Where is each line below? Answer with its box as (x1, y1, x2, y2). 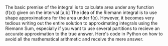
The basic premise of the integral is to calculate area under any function (5, 4, 154, 10)
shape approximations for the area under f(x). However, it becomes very (5, 15, 154, 20)
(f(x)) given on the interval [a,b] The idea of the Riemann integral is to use (5, 9, 157, 15)
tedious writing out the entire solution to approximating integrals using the (5, 20, 158, 26)
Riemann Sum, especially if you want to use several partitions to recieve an (5, 25, 160, 31)
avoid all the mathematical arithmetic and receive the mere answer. (5, 36, 144, 42)
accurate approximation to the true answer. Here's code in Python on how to (5, 31, 163, 36)
